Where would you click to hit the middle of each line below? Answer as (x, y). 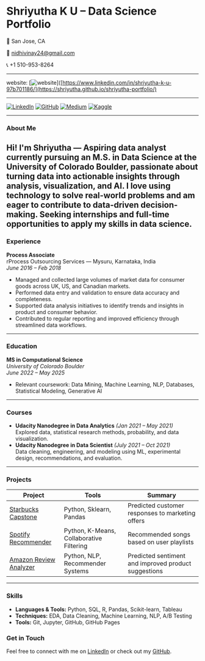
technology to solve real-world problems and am (101, 195)
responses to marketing (162, 513)
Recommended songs (159, 535)
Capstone (23, 517)
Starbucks (24, 509)
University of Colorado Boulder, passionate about (102, 167)
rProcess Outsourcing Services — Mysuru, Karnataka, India (81, 261)
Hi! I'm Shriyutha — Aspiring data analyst (86, 148)
